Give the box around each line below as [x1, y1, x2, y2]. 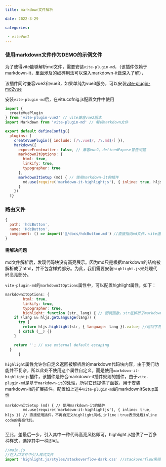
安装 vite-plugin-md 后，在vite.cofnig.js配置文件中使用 [5, 96, 115, 102]
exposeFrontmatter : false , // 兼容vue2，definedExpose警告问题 [18, 147, 146, 152]
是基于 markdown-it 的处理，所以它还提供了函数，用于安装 [25, 380, 141, 386]
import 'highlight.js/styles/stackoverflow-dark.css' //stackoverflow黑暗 [5, 457, 161, 462]
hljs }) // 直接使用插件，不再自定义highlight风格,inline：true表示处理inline [5, 412, 157, 418]
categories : [5, 25, 30, 30]
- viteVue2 [7, 34, 30, 39]
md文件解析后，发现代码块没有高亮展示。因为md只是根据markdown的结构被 [5, 259, 161, 265]
